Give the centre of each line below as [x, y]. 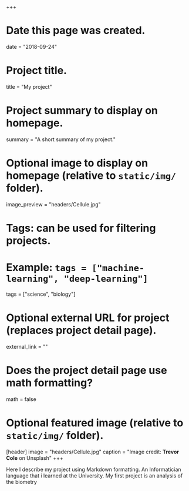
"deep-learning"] [106, 279]
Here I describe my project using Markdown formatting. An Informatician [94, 469]
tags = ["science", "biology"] [41, 294]
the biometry [21, 482]
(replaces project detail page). [81, 330]
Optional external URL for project [88, 318]
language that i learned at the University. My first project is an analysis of [95, 475]
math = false [21, 399]
